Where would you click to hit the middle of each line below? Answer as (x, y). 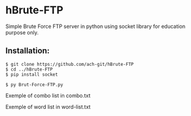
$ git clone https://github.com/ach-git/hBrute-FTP (70, 64)
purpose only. (22, 32)
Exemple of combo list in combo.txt (48, 95)
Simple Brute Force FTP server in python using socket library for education (95, 26)
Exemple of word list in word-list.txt (48, 107)
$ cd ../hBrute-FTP (29, 69)
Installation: (28, 51)
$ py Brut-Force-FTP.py (34, 85)
